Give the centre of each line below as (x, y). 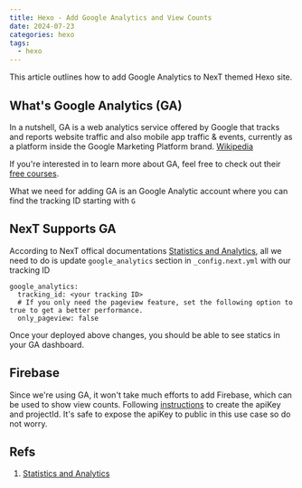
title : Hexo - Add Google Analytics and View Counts (111, 18)
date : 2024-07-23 (42, 26)
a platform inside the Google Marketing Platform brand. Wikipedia (132, 146)
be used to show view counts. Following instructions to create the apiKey (146, 404)
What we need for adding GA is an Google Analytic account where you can (149, 191)
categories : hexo (42, 34)
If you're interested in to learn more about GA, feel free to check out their (145, 164)
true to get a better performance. (76, 310)
